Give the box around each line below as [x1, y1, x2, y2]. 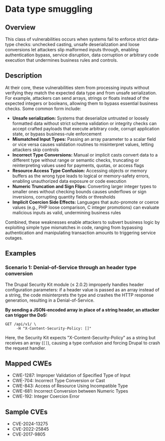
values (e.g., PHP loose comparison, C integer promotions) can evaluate [12, 204, 160, 210]
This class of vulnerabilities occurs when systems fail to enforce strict [5, 36, 147, 42]
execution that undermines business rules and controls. [5, 57, 118, 63]
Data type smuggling [5, 3, 93, 15]
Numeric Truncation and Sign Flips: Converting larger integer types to [12, 183, 157, 189]
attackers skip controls [12, 147, 59, 153]
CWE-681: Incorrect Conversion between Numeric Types [12, 388, 128, 394]
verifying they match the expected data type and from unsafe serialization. [5, 90, 157, 96]
